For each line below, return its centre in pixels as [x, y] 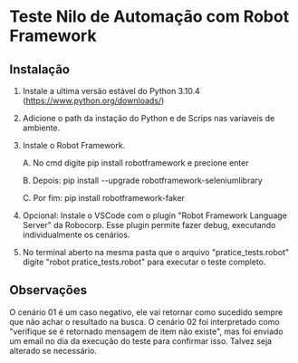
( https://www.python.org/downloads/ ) [93, 100]
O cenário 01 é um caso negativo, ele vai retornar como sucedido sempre [146, 312]
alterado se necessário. [53, 350]
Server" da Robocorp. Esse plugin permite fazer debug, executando [149, 225]
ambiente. [41, 128]
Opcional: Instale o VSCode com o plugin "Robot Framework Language [154, 215]
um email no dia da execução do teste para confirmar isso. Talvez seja [141, 340]
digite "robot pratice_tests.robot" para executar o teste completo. [144, 262]
